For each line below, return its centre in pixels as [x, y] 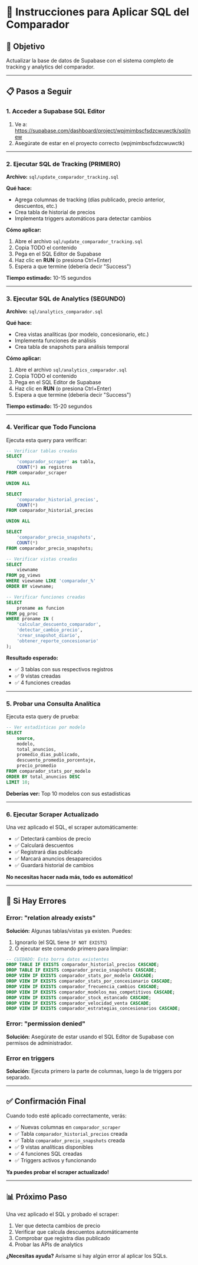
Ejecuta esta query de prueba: [43, 716]
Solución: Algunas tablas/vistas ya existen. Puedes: [69, 931]
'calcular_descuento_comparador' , [59, 625]
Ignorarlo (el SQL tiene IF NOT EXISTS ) [61, 942]
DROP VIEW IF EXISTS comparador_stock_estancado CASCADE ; [79, 998]
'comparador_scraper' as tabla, [56, 462]
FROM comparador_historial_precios [50, 511]
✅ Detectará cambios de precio [53, 838]
